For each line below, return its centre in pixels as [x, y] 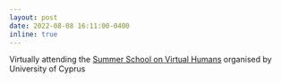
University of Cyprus [47, 69]
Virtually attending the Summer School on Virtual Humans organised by [140, 60]
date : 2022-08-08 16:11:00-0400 [69, 26]
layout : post [34, 17]
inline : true [34, 34]
